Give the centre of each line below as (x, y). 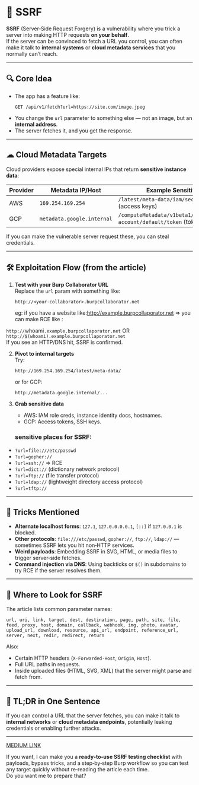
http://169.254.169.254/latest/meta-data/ (68, 371)
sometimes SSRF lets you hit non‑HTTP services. (74, 545)
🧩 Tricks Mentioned (43, 512)
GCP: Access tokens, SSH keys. (62, 422)
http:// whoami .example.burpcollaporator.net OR (68, 331)
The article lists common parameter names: (59, 609)
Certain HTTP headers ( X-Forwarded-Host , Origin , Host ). (83, 658)
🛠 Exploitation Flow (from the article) (76, 268)
